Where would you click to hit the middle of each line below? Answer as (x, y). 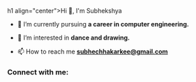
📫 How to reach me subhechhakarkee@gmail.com (93, 51)
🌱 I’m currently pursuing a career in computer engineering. (103, 24)
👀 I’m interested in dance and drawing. (74, 38)
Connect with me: (38, 72)
